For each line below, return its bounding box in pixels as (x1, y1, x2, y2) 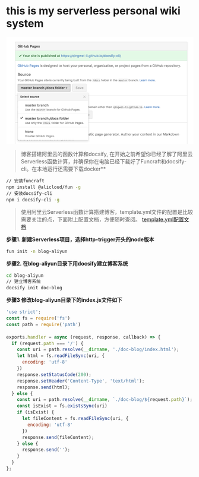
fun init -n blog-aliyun (6, 248, 68, 254)
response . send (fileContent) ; (21, 434, 94, 440)
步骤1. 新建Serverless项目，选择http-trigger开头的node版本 (6, 236, 154, 243)
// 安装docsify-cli (6, 190, 53, 197)
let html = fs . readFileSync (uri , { (17, 353, 105, 359)
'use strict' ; (6, 309, 42, 315)
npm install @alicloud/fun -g (6, 184, 81, 191)
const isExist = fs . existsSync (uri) (17, 403, 108, 409)
